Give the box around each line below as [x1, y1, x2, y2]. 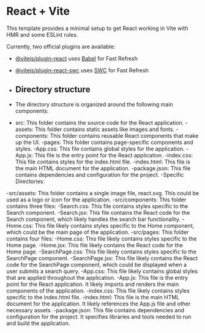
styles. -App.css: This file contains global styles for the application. [15, 145, 185, 152]
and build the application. [6, 320, 70, 327]
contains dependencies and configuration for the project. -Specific [15, 171, 184, 178]
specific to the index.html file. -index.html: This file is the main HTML [6, 293, 180, 301]
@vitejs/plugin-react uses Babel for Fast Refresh [15, 54, 138, 62]
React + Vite [6, 4, 70, 18]
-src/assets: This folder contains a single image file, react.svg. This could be [6, 189, 199, 196]
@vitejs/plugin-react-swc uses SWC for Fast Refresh [15, 66, 149, 74]
